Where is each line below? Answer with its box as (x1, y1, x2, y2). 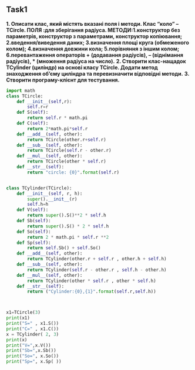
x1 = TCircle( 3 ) (6, 310, 41, 315)
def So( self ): (16, 229, 51, 235)
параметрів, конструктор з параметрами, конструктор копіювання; (6, 32, 183, 40)
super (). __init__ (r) (27, 196, 78, 202)
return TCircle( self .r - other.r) (27, 148, 112, 154)
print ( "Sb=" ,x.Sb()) (6, 348, 57, 354)
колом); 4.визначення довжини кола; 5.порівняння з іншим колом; (6, 45, 180, 52)
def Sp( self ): (16, 240, 51, 246)
